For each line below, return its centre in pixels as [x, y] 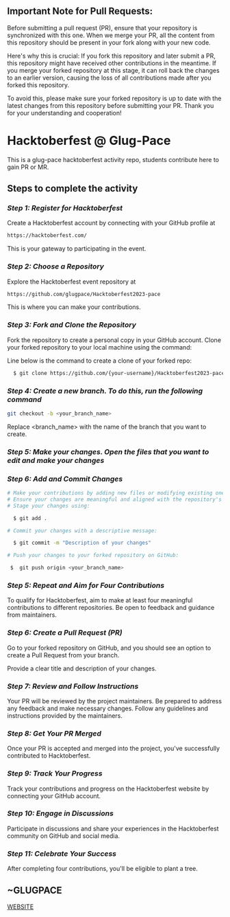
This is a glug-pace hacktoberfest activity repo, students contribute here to [113, 159]
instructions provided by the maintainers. [65, 715]
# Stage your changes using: [49, 506]
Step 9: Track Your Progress [55, 773]
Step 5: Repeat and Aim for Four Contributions [86, 585]
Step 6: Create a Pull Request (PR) [65, 633]
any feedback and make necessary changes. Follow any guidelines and [108, 708]
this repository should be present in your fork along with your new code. [109, 42]
